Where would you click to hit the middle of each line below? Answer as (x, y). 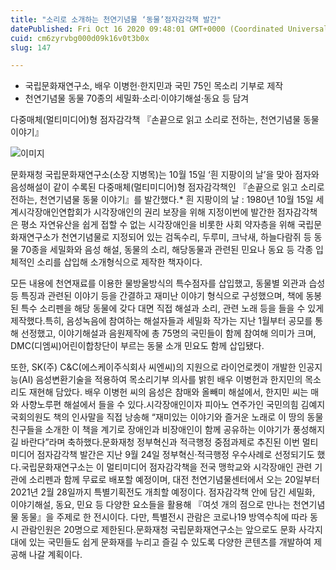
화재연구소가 (35, 237)
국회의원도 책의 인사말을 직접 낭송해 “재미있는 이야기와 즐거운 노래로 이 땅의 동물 (167, 417)
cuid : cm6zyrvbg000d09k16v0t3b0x (80, 38)
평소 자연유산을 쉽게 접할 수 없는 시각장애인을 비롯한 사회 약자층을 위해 (158, 225)
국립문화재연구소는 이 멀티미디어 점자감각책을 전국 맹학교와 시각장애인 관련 (166, 467)
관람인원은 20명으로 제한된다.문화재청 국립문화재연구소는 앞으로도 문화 (158, 530)
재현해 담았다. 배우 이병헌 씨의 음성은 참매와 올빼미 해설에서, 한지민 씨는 (168, 392)
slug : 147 (31, 47)
